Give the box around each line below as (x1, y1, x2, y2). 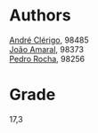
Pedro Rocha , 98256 (9, 53, 86, 64)
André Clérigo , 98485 (9, 35, 89, 45)
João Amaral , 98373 (9, 43, 85, 54)
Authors (9, 5, 71, 26)
